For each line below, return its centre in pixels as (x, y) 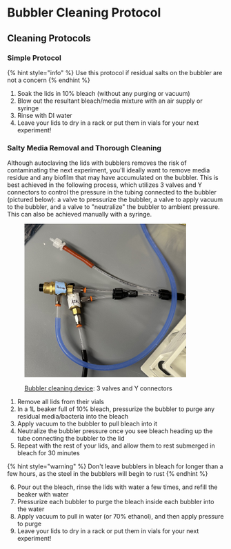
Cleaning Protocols (49, 38)
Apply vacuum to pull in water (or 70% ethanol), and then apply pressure (120, 517)
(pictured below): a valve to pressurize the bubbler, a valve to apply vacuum (115, 200)
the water (31, 509)
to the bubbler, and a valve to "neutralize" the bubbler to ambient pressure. (113, 207)
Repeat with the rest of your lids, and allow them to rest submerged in (116, 446)
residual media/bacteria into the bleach (73, 417)
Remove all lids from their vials (61, 402)
